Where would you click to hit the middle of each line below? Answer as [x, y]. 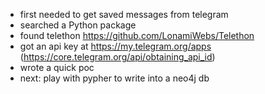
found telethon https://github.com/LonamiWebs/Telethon [137, 35]
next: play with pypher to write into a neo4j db [114, 78]
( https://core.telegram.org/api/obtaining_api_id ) [117, 57]
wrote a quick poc [57, 67]
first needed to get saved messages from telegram [124, 14]
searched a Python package [78, 25]
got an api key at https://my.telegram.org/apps [115, 46]
